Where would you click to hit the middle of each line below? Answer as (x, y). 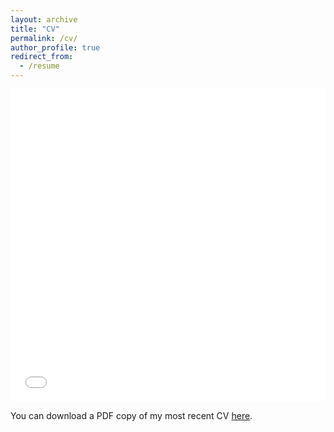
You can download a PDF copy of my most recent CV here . (131, 415)
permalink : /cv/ (44, 38)
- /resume (39, 66)
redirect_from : (42, 57)
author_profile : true (55, 47)
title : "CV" (35, 29)
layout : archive (44, 19)
